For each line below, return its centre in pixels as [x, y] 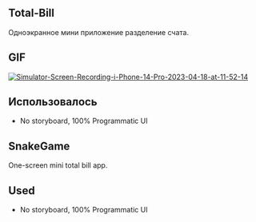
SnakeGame [39, 146]
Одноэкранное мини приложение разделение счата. [99, 32]
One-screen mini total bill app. [58, 165]
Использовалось [53, 102]
